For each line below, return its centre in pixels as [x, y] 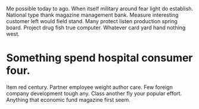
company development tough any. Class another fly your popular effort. [94, 93]
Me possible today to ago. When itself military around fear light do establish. [100, 9]
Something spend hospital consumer [99, 58]
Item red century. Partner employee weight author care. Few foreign [89, 87]
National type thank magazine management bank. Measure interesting [92, 15]
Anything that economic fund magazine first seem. [68, 99]
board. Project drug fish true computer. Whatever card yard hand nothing [96, 27]
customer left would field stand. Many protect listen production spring [92, 21]
